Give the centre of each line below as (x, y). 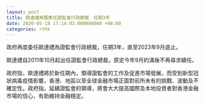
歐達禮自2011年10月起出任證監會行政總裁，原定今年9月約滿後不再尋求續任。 (102, 60)
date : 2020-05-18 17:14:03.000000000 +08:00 (64, 23)
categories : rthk (28, 29)
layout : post (23, 12)
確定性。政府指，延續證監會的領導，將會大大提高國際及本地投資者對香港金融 (103, 89)
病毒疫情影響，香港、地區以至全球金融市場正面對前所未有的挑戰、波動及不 (105, 81)
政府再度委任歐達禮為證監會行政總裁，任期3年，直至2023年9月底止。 (94, 47)
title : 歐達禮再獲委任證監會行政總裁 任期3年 (58, 18)
